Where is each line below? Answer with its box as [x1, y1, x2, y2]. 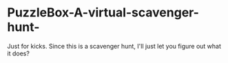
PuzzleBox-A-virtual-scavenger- [7, 5, 200, 21]
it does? [7, 49, 30, 58]
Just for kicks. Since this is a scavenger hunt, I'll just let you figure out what [7, 42, 222, 50]
